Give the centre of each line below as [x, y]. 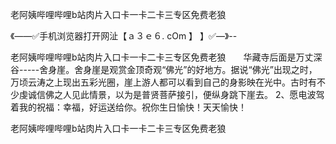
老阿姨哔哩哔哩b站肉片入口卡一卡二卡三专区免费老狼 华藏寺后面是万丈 [162, 57]
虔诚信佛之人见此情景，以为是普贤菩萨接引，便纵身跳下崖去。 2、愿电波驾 [171, 94]
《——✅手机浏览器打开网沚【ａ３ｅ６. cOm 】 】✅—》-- [124, 36]
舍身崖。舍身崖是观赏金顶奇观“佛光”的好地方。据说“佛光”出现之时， [178, 69]
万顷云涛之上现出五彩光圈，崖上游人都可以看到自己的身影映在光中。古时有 [163, 82]
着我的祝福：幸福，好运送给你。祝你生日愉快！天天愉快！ [128, 107]
